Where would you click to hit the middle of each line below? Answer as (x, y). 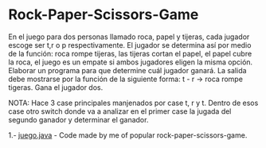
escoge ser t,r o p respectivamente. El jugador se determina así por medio (130, 45)
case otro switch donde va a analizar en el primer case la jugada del (120, 111)
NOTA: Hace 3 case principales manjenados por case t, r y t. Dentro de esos (133, 103)
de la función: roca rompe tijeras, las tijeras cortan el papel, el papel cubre (130, 53)
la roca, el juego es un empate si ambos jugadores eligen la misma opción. (131, 62)
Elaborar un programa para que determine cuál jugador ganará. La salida (127, 70)
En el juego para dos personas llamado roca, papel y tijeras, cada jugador (129, 37)
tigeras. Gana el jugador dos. (56, 87)
